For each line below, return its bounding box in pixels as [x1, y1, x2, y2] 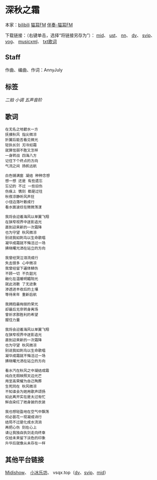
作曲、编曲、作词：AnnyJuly [5, 67, 63, 73]
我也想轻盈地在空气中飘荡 [5, 409, 49, 414]
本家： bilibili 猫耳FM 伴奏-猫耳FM [5, 22, 73, 28]
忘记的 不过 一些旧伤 [5, 184, 43, 189]
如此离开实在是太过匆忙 [5, 394, 46, 399]
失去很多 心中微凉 [5, 261, 37, 266]
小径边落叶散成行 [5, 200, 35, 205]
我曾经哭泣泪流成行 [5, 256, 38, 261]
